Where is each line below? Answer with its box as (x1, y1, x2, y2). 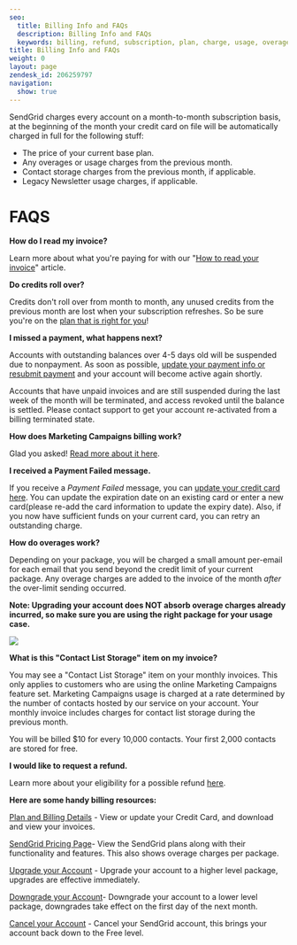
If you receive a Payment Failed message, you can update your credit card (9, 483, 281, 493)
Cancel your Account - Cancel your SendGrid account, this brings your (9, 918, 267, 929)
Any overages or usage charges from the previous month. (21, 157, 232, 167)
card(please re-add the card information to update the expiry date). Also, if (9, 501, 282, 512)
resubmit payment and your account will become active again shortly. (9, 368, 263, 379)
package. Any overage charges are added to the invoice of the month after (9, 573, 281, 585)
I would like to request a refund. (9, 761, 128, 771)
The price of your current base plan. (21, 147, 155, 158)
